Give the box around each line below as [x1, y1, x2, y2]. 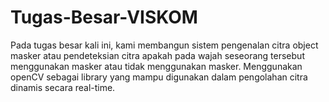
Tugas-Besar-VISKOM [10, 6, 198, 29]
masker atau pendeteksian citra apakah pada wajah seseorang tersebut [10, 49, 305, 61]
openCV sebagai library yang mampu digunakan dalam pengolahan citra [10, 71, 308, 83]
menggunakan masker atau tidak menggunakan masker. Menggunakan [10, 60, 303, 72]
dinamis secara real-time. [10, 81, 116, 93]
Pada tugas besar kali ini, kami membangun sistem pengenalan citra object [10, 39, 319, 51]
